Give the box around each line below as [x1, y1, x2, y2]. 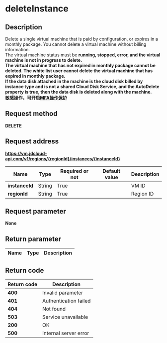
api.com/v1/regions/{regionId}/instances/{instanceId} [5, 155, 121, 162]
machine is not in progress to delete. [5, 57, 83, 63]
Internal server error [42, 330, 89, 337]
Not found [42, 306, 66, 313]
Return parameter [5, 234, 61, 243]
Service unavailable [42, 314, 88, 321]
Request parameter [5, 207, 66, 216]
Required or [60, 167, 88, 174]
